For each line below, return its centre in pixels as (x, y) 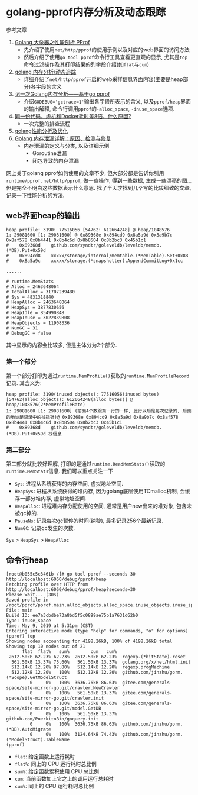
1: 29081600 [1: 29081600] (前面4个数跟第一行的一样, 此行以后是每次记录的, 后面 (99, 411)
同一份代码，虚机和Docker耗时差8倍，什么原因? (73, 116)
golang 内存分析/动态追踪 (45, 72)
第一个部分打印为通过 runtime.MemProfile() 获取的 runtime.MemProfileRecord (98, 376)
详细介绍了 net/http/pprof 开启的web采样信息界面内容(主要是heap (103, 79)
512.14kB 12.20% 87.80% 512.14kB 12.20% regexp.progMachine (90, 667)
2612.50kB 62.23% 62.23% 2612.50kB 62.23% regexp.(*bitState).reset (97, 657)
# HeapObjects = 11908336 (38, 323)
